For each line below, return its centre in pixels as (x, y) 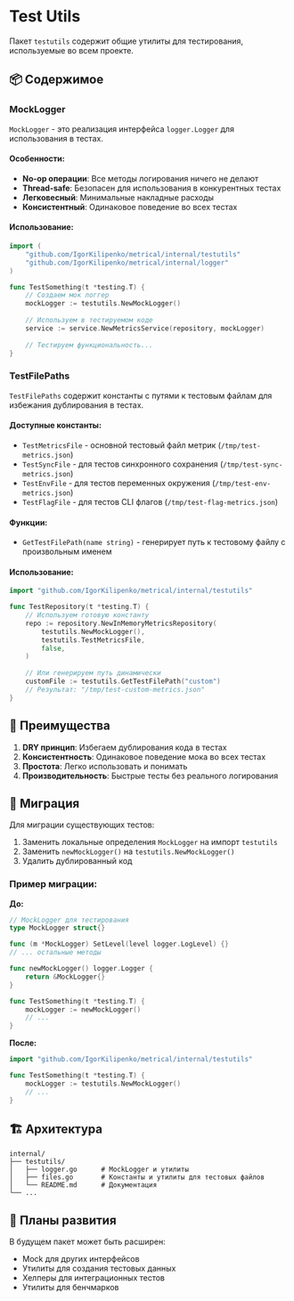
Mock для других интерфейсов (81, 1259)
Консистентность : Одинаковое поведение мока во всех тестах (144, 756)
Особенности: (37, 159)
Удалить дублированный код (77, 861)
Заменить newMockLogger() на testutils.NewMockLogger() (128, 851)
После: (23, 1043)
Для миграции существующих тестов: (82, 825)
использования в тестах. (57, 138)
